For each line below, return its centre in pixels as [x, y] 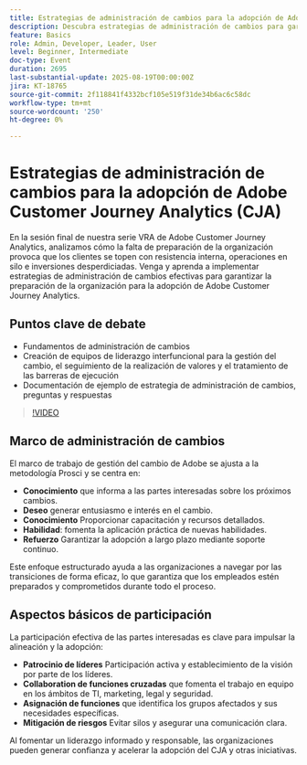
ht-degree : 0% [37, 120]
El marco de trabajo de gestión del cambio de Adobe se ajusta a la [134, 463]
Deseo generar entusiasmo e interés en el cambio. [117, 510]
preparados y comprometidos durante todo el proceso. [113, 586]
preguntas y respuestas [67, 395]
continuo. [41, 548]
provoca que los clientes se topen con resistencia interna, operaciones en [148, 257]
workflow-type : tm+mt [51, 103]
